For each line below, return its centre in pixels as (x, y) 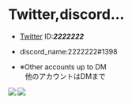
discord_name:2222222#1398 (68, 51)
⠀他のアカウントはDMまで (62, 76)
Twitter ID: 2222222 (52, 36)
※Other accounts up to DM (63, 67)
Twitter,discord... (66, 15)
